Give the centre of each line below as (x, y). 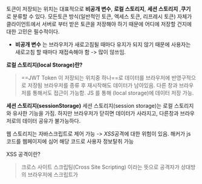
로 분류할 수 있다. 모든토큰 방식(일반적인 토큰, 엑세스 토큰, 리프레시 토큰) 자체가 (99, 16)
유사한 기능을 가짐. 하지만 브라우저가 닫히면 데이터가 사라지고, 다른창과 (96, 113)
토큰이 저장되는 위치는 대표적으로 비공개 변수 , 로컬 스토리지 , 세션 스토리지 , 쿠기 (99, 9)
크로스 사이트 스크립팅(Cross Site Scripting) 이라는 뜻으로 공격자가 (100, 167)
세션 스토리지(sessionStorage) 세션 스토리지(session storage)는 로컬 (90, 106)
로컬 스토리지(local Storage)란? (44, 65)
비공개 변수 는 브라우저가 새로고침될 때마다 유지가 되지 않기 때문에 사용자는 (103, 44)
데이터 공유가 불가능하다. (51, 121)
